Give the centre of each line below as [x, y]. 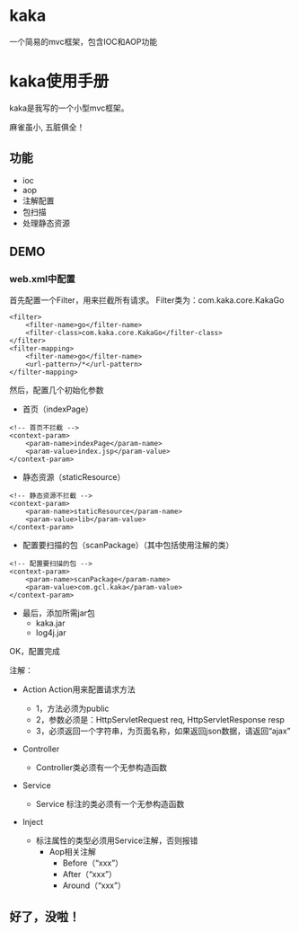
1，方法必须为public [72, 709]
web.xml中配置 [43, 279]
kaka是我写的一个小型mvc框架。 [69, 108]
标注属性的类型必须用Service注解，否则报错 [117, 840]
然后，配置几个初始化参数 [57, 390]
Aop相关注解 [73, 852]
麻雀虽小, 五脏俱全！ [47, 127]
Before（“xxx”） [93, 863]
